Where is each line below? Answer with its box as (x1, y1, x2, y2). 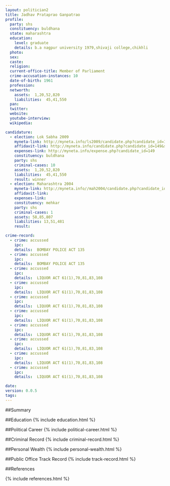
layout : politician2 (5, 7, 49, 13)
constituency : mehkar (14, 200, 60, 205)
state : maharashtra (10, 31, 51, 36)
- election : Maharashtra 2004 (10, 181, 73, 186)
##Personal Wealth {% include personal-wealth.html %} (5, 446, 122, 452)
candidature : (5, 130, 33, 135)
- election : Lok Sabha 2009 (10, 134, 69, 139)
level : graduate (14, 41, 49, 46)
